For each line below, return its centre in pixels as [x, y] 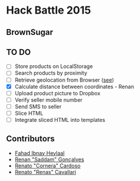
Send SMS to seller [38, 106]
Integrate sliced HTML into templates [60, 119]
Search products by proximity [51, 73]
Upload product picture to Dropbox [58, 93]
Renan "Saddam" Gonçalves [49, 159]
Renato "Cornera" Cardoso [48, 166]
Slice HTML [29, 113]
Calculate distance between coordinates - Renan [74, 86]
